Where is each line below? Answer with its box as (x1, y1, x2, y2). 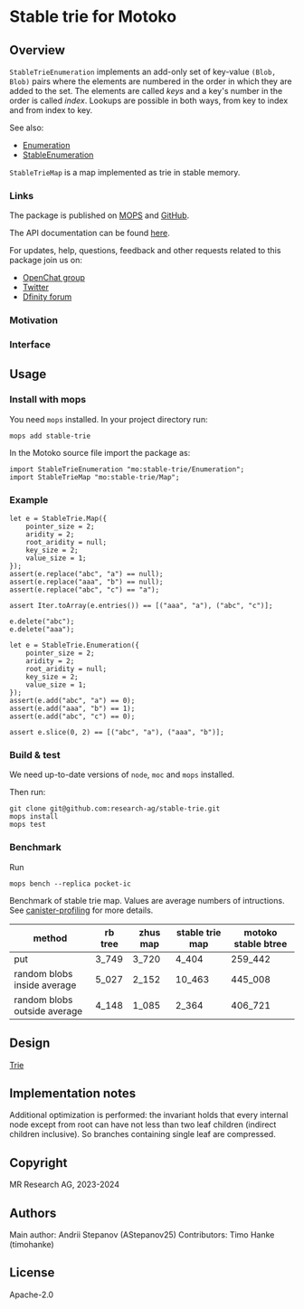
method (33, 932, 68, 944)
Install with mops (9, 394, 87, 406)
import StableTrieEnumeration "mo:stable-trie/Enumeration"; (9, 464, 245, 474)
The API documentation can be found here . (9, 228, 170, 239)
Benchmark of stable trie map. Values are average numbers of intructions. (9, 895, 285, 906)
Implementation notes (9, 1086, 137, 1101)
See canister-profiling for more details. (9, 905, 154, 915)
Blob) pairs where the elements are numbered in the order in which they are (9, 76, 292, 87)
